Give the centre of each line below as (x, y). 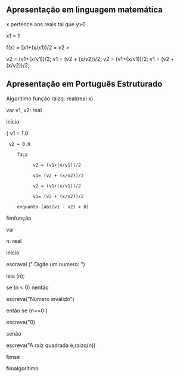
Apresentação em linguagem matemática (84, 10)
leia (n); (15, 276)
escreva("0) (21, 322)
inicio (13, 253)
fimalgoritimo (22, 368)
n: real (14, 241)
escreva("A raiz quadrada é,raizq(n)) (51, 345)
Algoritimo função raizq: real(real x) (50, 99)
